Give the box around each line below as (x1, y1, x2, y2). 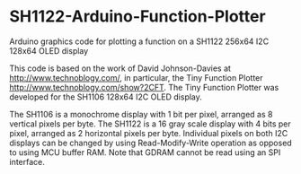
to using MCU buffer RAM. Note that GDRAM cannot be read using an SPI (9, 146, 281, 158)
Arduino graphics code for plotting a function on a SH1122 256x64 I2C (9, 36, 270, 47)
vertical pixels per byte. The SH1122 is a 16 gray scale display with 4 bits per (9, 118, 291, 129)
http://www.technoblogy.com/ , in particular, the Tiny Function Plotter (9, 72, 263, 83)
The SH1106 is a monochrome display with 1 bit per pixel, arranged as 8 (9, 109, 273, 119)
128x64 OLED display (9, 45, 89, 56)
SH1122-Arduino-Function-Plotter (9, 6, 267, 27)
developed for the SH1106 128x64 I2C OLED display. (9, 91, 202, 102)
